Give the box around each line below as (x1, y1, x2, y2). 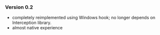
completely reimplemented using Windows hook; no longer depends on (12, 15, 156, 21)
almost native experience (12, 25, 63, 31)
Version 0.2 (5, 4, 33, 11)
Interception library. (12, 20, 52, 25)
